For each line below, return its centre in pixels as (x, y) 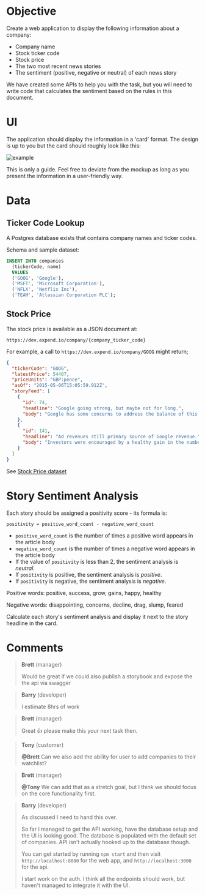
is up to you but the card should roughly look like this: (74, 146)
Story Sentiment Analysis (72, 496)
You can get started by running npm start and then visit (91, 854)
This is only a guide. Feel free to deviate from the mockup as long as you (98, 169)
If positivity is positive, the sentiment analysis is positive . (88, 574)
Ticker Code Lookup (46, 223)
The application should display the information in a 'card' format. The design (103, 139)
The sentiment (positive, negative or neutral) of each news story (96, 72)
